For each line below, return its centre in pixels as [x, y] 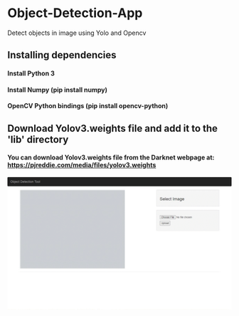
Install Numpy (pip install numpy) [58, 90]
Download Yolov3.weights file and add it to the [113, 128]
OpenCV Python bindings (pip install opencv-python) [88, 106]
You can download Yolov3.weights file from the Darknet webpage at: [111, 157]
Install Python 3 [31, 73]
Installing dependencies [62, 55]
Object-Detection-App [75, 13]
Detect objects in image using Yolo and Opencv [77, 33]
